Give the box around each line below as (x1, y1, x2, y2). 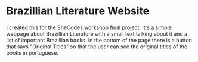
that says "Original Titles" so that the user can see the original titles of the (6, 43, 188, 50)
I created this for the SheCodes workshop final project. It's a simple (6, 24, 172, 31)
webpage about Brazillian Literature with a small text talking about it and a (6, 30, 188, 37)
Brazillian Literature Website (6, 4, 150, 18)
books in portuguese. (6, 49, 58, 56)
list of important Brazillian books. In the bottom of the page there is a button (6, 36, 193, 44)
